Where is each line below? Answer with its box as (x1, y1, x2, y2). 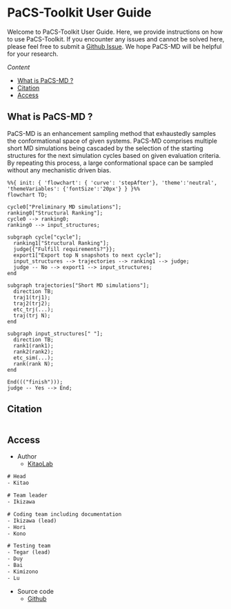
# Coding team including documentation (7, 510, 122, 518)
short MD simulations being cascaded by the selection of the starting (7, 143, 203, 152)
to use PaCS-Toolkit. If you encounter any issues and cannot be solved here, (7, 34, 225, 43)
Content (7, 63, 30, 71)
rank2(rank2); (13, 348, 54, 355)
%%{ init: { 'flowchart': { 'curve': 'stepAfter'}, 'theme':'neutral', (7, 179, 217, 186)
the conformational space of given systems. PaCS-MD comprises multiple (7, 137, 217, 145)
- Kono (7, 530, 26, 537)
